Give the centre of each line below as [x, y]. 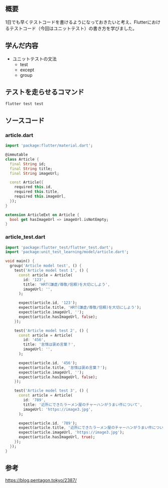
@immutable [17, 155]
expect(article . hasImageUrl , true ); [57, 437]
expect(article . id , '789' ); [48, 423]
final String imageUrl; [34, 173]
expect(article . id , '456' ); [48, 363]
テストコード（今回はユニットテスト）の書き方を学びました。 [73, 28]
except [27, 70]
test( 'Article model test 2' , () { [51, 330]
